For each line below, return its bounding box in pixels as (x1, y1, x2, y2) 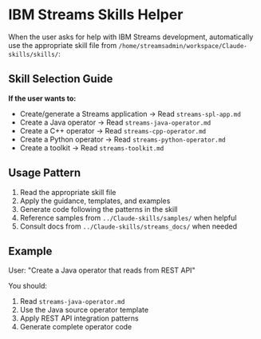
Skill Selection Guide (8, 72, 113, 86)
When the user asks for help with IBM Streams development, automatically (8, 32, 254, 42)
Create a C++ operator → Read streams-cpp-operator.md (19, 126, 206, 135)
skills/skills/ (8, 50, 59, 58)
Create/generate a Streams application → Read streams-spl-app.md (19, 109, 241, 118)
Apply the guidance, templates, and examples (19, 196, 171, 205)
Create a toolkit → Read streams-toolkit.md (19, 142, 164, 153)
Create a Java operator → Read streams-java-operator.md (19, 118, 212, 127)
